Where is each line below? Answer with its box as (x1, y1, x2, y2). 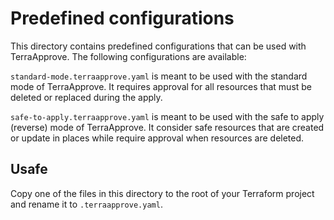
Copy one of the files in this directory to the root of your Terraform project (10, 187, 315, 199)
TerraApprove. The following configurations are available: (10, 50, 247, 62)
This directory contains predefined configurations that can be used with (10, 40, 307, 52)
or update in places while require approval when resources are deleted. (10, 132, 305, 144)
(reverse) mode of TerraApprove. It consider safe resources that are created (10, 121, 325, 133)
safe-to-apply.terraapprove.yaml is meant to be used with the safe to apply (10, 110, 325, 122)
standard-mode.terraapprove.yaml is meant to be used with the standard (10, 70, 308, 82)
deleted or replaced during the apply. (10, 91, 163, 103)
